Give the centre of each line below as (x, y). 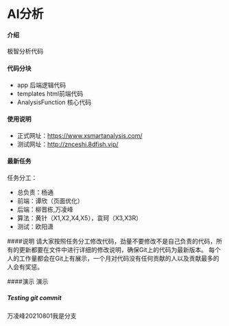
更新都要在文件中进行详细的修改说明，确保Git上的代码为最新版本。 (113, 250)
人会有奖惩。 (25, 267)
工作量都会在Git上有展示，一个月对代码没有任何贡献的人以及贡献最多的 (119, 258)
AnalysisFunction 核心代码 (54, 102)
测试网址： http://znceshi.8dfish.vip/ (68, 144)
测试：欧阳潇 (35, 226)
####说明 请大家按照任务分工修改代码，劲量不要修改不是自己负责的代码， (112, 241)
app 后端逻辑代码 (41, 85)
